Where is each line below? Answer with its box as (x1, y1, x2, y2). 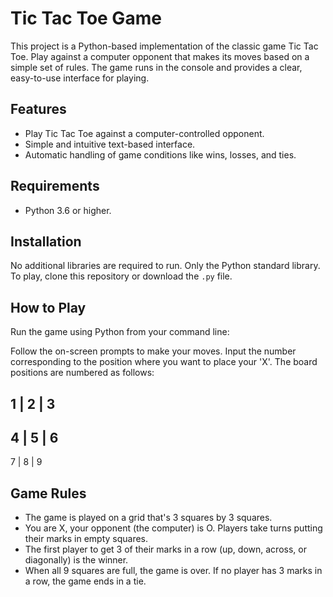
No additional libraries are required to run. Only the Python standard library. (10, 260, 321, 272)
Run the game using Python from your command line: (10, 326, 230, 338)
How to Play (10, 299, 87, 316)
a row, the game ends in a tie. (24, 575, 147, 587)
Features (10, 101, 67, 118)
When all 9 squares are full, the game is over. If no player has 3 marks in (24, 565, 323, 577)
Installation (10, 233, 82, 250)
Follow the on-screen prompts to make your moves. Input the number (10, 345, 297, 357)
